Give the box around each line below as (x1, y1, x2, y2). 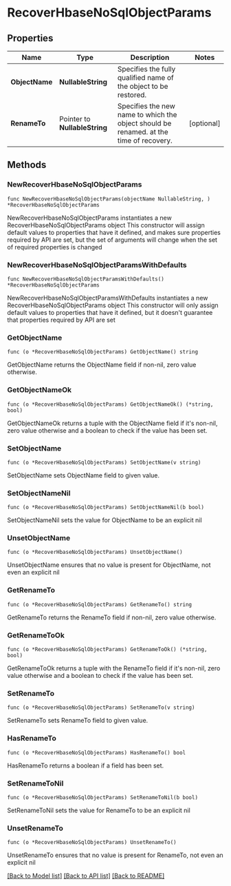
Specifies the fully (117, 64, 176, 74)
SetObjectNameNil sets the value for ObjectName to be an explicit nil (7, 516, 202, 524)
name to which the (117, 110, 177, 119)
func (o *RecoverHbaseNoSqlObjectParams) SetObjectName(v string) (7, 459, 201, 466)
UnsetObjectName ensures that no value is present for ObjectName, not (7, 561, 211, 569)
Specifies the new (117, 101, 175, 111)
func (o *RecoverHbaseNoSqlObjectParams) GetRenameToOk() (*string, (7, 646, 208, 653)
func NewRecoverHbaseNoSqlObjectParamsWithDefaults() (7, 276, 165, 282)
